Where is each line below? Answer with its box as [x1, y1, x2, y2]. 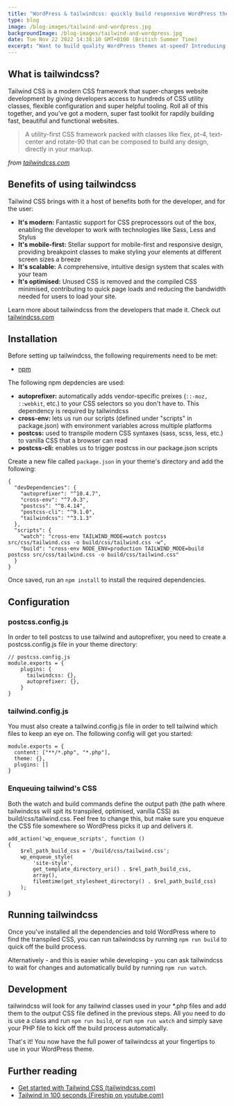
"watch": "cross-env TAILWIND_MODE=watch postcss [20, 533, 167, 540]
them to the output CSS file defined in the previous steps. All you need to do [8, 1009, 226, 1017]
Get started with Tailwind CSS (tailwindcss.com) [17, 1084, 156, 1092]
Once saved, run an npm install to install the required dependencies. [8, 576, 206, 584]
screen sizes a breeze [17, 255, 81, 263]
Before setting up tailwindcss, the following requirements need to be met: [8, 351, 218, 360]
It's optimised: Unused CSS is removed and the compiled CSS [17, 277, 197, 286]
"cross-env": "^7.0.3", [20, 496, 90, 504]
